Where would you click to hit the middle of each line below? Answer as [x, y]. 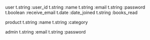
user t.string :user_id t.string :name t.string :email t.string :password [75, 7]
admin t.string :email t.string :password [46, 32]
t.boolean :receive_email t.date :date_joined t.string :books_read [71, 12]
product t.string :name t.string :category [47, 22]
